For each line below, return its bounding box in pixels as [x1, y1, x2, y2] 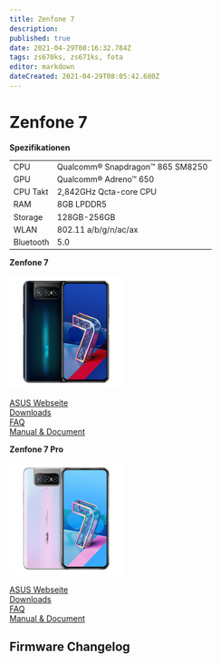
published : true [9, 34, 71, 43]
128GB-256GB [57, 211, 116, 222]
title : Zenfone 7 [9, 14, 75, 24]
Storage [13, 211, 43, 222]
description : [9, 24, 59, 34]
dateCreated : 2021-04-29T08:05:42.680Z [9, 72, 160, 82]
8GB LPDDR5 [57, 199, 107, 210]
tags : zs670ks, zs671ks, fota [9, 53, 124, 62]
